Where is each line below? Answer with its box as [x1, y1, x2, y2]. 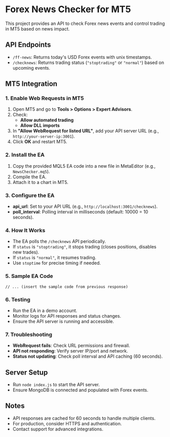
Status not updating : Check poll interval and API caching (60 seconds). [12, 353, 163, 359]
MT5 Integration [5, 80, 57, 88]
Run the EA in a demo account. [12, 307, 78, 314]
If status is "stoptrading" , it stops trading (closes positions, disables [12, 244, 156, 250]
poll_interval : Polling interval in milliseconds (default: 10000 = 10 [12, 209, 148, 215]
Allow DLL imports [20, 122, 60, 129]
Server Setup [5, 368, 48, 377]
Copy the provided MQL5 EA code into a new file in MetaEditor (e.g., [12, 163, 156, 169]
